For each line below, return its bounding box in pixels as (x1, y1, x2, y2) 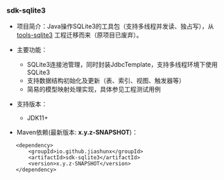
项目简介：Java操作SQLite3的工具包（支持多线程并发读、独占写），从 (16, 22, 214, 31)
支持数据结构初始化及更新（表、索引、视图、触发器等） (26, 76, 185, 85)
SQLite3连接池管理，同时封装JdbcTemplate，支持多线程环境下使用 (26, 60, 218, 69)
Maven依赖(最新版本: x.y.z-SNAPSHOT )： (16, 128, 138, 137)
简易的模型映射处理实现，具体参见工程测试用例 (26, 85, 161, 94)
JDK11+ (26, 114, 49, 122)
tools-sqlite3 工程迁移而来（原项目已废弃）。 (16, 31, 143, 40)
